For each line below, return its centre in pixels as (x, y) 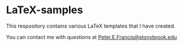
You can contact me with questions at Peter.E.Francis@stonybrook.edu (91, 37)
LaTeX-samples (45, 10)
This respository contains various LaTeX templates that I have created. (91, 26)
